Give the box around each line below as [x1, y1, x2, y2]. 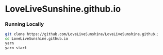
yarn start [5, 45, 27, 51]
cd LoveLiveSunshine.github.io [5, 37, 68, 41]
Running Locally [5, 21, 44, 28]
